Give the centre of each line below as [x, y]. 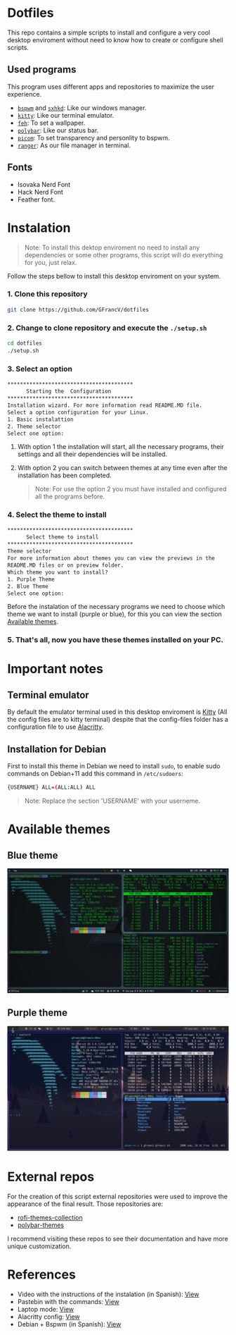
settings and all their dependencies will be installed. [92, 454]
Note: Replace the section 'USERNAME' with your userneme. [112, 801]
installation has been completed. [65, 475]
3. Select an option [40, 369]
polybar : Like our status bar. [58, 130]
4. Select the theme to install [57, 515]
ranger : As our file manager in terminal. [74, 145]
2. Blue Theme [28, 586]
